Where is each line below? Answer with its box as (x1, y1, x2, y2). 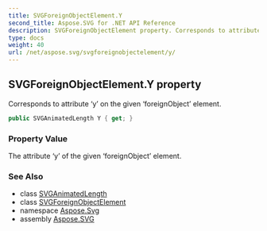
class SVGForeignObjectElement (19, 198, 126, 207)
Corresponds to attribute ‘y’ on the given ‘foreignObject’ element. (8, 98, 222, 108)
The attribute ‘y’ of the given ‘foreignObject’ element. (8, 151, 182, 160)
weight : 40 (8, 41, 44, 49)
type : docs (8, 33, 44, 42)
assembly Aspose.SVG (19, 214, 95, 224)
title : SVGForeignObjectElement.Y (8, 11, 123, 20)
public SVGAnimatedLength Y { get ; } (8, 114, 133, 122)
